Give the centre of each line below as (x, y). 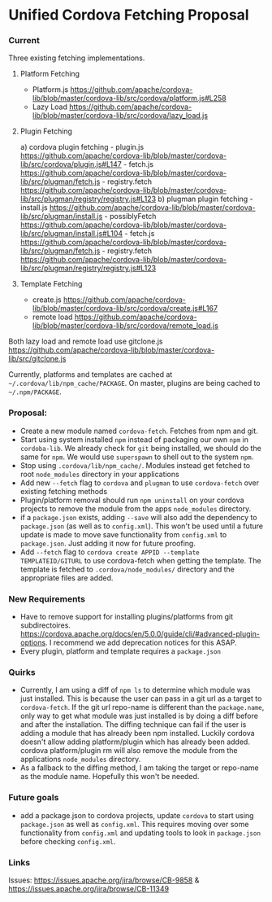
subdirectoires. (45, 625)
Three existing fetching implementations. (77, 58)
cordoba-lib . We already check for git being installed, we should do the (140, 448)
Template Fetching (51, 284)
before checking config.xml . (68, 841)
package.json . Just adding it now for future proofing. (108, 543)
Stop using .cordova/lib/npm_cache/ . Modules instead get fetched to (135, 465)
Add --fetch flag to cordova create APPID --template (110, 552)
